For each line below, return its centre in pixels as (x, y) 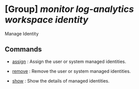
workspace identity (47, 20)
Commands (24, 49)
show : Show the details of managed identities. (61, 80)
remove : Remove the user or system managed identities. (71, 71)
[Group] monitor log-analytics (69, 9)
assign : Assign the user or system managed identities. (69, 61)
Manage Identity (22, 33)
